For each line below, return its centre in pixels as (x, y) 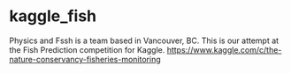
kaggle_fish (53, 16)
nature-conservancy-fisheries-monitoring (85, 59)
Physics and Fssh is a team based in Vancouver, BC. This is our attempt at (144, 40)
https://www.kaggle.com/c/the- (224, 49)
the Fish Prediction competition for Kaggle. (87, 49)
